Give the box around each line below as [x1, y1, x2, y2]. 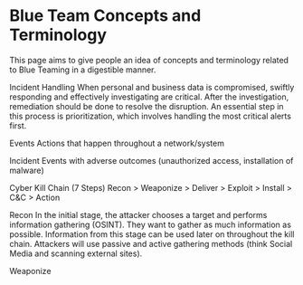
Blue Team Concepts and [9, 5, 202, 26]
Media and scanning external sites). [9, 248, 143, 259]
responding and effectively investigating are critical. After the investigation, [9, 91, 289, 102]
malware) [9, 165, 44, 176]
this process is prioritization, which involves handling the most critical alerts [9, 110, 292, 121]
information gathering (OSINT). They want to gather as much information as [9, 219, 292, 230]
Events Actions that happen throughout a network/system [9, 138, 224, 148]
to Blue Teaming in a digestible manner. [9, 64, 156, 75]
